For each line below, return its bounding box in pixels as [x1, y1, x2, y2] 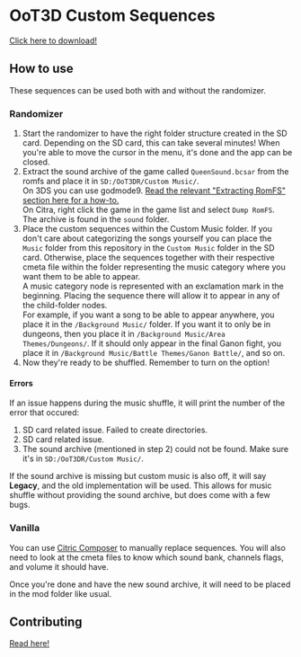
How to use [9, 61, 74, 76]
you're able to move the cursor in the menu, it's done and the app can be [22, 147, 293, 158]
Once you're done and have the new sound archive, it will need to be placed [9, 579, 291, 590]
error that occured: [9, 407, 80, 418]
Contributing [9, 614, 83, 629]
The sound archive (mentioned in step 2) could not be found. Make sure [22, 444, 289, 455]
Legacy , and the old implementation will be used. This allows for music [9, 480, 272, 491]
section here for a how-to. [22, 195, 120, 206]
